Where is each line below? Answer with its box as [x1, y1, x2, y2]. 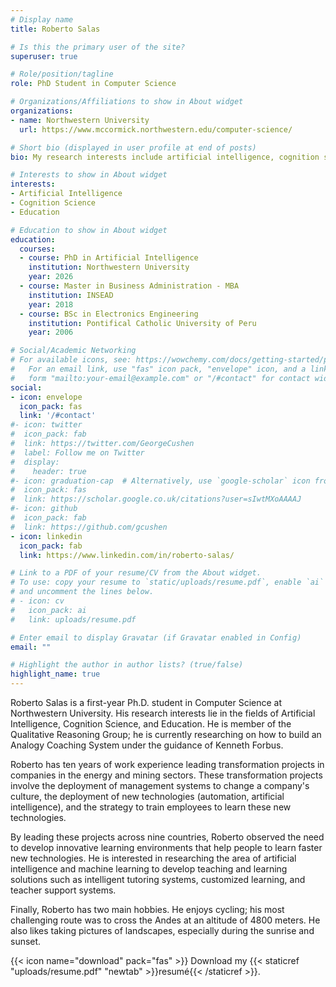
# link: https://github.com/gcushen [10, 522, 168, 532]
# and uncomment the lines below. [10, 587, 155, 597]
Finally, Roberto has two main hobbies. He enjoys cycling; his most [10, 904, 285, 915]
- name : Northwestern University [10, 115, 150, 125]
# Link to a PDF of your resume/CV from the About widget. [10, 568, 262, 578]
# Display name [10, 14, 74, 25]
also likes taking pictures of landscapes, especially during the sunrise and [10, 925, 315, 936]
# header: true [10, 466, 87, 476]
